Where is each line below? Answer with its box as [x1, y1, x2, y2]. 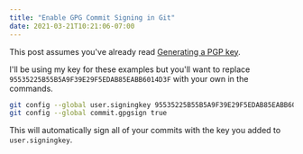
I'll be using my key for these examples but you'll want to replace [9, 64, 251, 75]
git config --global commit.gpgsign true [9, 109, 168, 118]
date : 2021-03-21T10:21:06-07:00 [9, 22, 135, 31]
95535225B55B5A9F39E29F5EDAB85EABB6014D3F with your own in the [9, 73, 249, 84]
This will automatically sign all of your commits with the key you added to [9, 125, 281, 136]
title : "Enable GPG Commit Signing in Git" [9, 13, 176, 23]
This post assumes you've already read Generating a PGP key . [9, 46, 241, 57]
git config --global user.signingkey [9, 100, 151, 109]
